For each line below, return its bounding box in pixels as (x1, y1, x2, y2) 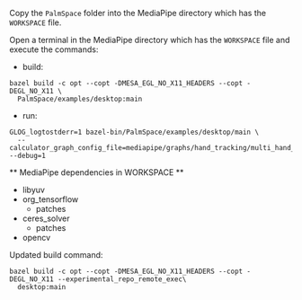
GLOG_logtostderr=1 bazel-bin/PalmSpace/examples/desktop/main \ (9, 128, 259, 137)
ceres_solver (22, 213, 70, 224)
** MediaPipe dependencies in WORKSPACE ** (9, 167, 184, 178)
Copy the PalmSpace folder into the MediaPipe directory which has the (9, 8, 267, 18)
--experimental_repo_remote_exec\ (57, 275, 187, 284)
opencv (22, 233, 51, 243)
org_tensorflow (22, 194, 79, 205)
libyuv (22, 184, 45, 195)
